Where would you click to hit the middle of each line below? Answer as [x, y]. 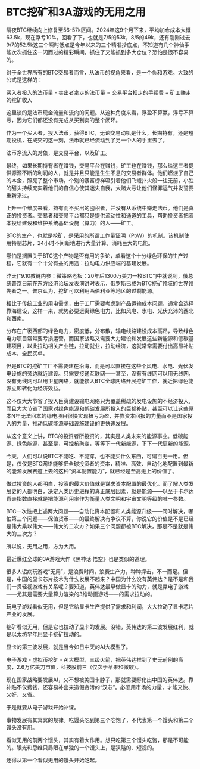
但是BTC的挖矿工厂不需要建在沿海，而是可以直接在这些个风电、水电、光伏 [97, 366]
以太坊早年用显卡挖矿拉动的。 [48, 634]
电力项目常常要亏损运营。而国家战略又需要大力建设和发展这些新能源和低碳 [97, 338]
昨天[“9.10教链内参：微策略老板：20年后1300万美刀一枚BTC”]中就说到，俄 [97, 275]
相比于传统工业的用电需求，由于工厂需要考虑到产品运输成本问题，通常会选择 [100, 303]
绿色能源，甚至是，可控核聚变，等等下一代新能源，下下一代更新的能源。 [105, 443]
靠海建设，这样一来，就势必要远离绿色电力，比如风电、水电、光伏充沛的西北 [100, 311]
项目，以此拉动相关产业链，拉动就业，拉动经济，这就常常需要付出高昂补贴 [102, 346]
